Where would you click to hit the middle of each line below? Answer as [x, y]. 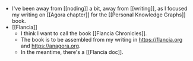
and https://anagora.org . [50, 46]
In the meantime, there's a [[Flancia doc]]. [72, 52]
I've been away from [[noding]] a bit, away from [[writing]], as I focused [99, 9]
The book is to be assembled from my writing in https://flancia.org [102, 40]
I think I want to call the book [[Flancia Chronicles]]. [84, 33]
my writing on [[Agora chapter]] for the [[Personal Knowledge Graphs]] [99, 15]
